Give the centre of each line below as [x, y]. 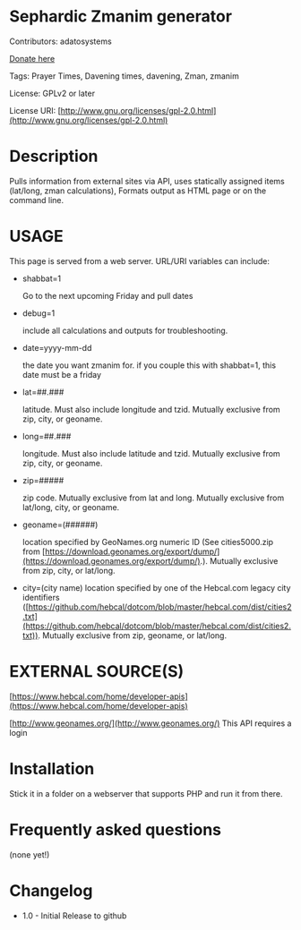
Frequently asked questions [116, 829]
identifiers [41, 597]
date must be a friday [61, 374]
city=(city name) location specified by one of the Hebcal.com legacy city [156, 587]
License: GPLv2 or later [52, 93]
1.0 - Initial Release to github [74, 916]
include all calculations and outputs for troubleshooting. [125, 330]
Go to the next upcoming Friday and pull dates [107, 295]
